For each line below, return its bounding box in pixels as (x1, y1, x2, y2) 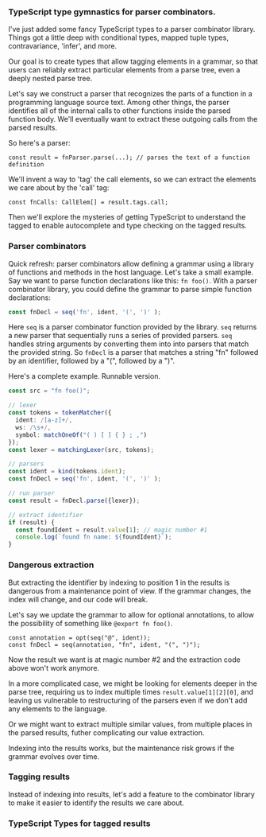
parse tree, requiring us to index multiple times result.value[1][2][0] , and (8, 687, 254, 696)
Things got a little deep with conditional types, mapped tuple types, (8, 33, 229, 42)
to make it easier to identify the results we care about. (8, 798, 185, 808)
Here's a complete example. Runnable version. (8, 372, 161, 381)
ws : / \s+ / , (15, 423, 52, 431)
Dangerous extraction (8, 559, 94, 570)
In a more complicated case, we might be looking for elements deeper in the (8, 679, 258, 688)
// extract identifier (8, 511, 83, 519)
